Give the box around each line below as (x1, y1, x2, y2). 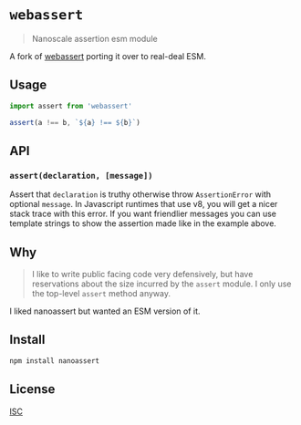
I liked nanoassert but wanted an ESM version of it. (9, 306, 201, 316)
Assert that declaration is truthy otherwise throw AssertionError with (9, 189, 272, 200)
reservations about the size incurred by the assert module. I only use (31, 278, 292, 289)
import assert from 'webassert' (9, 101, 132, 110)
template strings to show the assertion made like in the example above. (9, 218, 276, 229)
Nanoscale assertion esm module (31, 33, 158, 44)
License (9, 381, 56, 398)
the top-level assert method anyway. (31, 288, 171, 298)
